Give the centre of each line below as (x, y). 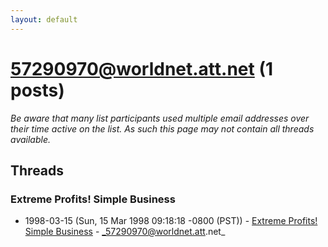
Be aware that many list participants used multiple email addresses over (160, 118)
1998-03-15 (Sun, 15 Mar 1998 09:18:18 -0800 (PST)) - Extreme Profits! (171, 221)
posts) (37, 90)
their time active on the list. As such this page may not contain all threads (162, 128)
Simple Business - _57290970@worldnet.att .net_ (125, 232)
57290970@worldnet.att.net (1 (142, 68)
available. (31, 139)
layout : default (44, 19)
